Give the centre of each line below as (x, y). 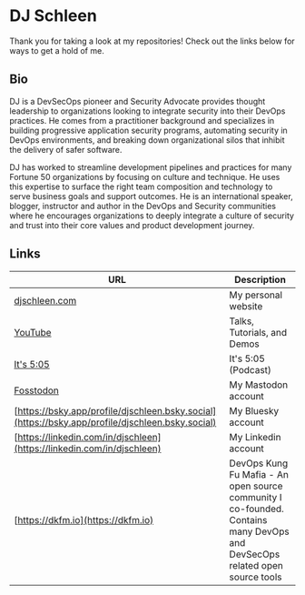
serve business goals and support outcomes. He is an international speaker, (151, 196)
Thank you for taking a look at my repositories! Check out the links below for (152, 41)
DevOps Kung (259, 463)
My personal (256, 295)
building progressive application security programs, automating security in (148, 130)
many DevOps (259, 531)
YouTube (33, 332)
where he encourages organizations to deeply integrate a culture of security (152, 216)
